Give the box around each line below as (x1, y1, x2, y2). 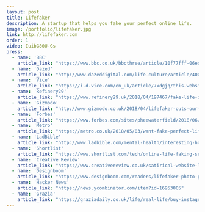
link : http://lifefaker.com (6, 32, 78, 38)
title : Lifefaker (6, 15, 51, 21)
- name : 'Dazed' (12, 65, 53, 72)
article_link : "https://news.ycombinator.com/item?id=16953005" (17, 185, 184, 191)
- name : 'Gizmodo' (12, 100, 59, 106)
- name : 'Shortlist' (12, 145, 64, 152)
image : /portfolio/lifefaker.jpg (6, 26, 92, 32)
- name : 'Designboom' (12, 168, 67, 174)
